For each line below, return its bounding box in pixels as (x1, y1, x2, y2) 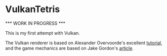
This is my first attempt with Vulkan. (5, 30, 80, 36)
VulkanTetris (5, 4, 60, 15)
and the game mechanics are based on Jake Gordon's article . (5, 45, 134, 51)
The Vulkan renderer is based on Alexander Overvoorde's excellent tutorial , (5, 39, 162, 46)
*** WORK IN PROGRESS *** (5, 20, 66, 26)
